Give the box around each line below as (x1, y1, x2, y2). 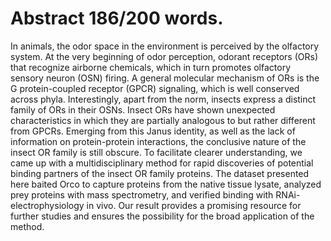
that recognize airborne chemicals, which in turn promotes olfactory (10, 61, 292, 73)
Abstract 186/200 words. (10, 7, 224, 30)
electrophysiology (10, 199, 85, 211)
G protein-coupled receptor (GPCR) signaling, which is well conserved (10, 82, 300, 94)
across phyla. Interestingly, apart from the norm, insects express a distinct (10, 93, 317, 105)
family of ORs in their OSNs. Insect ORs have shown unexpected (10, 103, 276, 116)
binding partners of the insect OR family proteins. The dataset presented (10, 167, 310, 179)
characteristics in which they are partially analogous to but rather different (10, 114, 316, 126)
